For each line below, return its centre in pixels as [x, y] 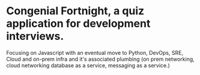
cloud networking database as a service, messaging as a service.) [88, 65]
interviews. [35, 36]
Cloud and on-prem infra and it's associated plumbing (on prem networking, [101, 59]
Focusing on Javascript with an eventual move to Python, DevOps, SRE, [95, 52]
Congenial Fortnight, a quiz [75, 11]
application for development [78, 24]
